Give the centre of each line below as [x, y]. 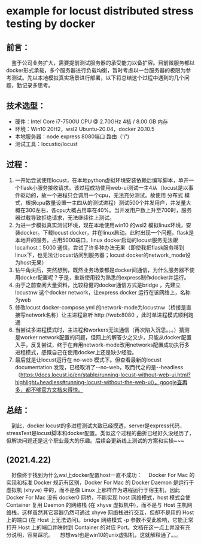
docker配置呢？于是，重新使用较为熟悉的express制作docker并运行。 [105, 277]
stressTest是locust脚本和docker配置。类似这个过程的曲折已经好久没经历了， [100, 433]
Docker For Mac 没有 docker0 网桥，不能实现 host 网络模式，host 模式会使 [98, 497]
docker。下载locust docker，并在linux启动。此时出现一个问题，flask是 [107, 232]
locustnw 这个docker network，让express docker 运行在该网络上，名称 [103, 292]
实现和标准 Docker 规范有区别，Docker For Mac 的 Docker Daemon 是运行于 [100, 482]
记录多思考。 [38, 85]
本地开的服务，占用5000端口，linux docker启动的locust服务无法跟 [96, 240]
